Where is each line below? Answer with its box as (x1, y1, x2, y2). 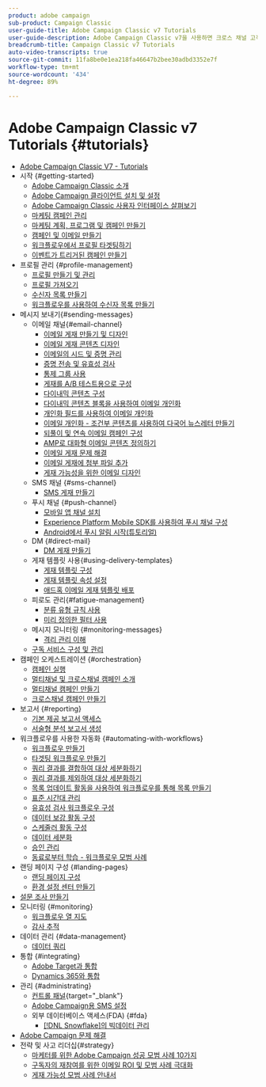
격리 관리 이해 (43, 635, 86, 644)
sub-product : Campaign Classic (8, 19, 112, 27)
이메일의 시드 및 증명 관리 (43, 349, 122, 359)
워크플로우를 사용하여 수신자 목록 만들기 (31, 300, 155, 310)
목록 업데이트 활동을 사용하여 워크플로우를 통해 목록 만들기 (31, 783, 212, 792)
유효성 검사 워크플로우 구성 (31, 803, 115, 812)
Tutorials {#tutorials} (8, 135, 150, 154)
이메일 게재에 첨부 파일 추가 (43, 458, 128, 468)
